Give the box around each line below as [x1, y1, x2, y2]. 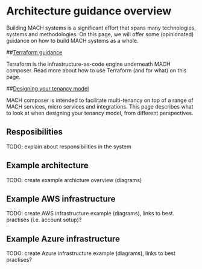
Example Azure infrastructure [6, 233, 121, 244]
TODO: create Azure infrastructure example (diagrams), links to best [6, 250, 176, 257]
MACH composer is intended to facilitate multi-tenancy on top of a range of [6, 97, 194, 104]
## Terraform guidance [6, 48, 63, 55]
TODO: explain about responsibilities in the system [6, 143, 131, 150]
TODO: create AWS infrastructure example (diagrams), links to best [6, 210, 173, 217]
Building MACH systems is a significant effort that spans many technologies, [6, 24, 196, 31]
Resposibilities [6, 127, 63, 137]
